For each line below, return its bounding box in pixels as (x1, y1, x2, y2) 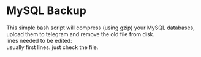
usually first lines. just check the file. (6, 44, 99, 51)
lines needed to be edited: (6, 37, 72, 44)
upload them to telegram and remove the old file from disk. (6, 30, 155, 37)
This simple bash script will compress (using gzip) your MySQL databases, (6, 24, 195, 31)
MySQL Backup (6, 4, 87, 18)
